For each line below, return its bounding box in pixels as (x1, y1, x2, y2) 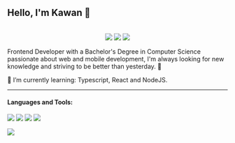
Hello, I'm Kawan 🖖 (7, 7, 91, 19)
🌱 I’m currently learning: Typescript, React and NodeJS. (7, 75, 168, 84)
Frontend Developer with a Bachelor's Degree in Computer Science (7, 47, 201, 56)
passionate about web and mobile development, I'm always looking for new (7, 54, 225, 63)
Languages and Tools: (7, 98, 73, 107)
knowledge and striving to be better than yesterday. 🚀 (7, 62, 162, 70)
